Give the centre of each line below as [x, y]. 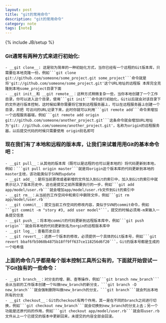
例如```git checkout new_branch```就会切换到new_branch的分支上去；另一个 [85, 306]
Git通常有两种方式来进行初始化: [43, 56]
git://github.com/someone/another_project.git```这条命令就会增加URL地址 [79, 121]
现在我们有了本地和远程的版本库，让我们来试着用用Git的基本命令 [82, 145]
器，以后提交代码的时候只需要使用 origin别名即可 [50, 131]
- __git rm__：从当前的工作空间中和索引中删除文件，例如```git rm [67, 195]
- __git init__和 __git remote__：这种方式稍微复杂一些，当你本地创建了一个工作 [82, 94]
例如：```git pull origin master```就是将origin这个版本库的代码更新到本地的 [80, 169]
